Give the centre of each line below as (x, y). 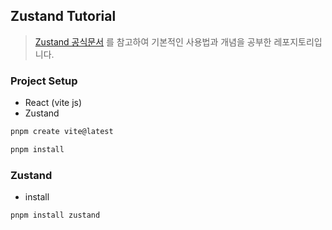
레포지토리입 (298, 41)
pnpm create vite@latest (62, 132)
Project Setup (44, 81)
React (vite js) (53, 103)
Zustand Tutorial (63, 16)
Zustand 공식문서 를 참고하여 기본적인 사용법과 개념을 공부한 (153, 41)
